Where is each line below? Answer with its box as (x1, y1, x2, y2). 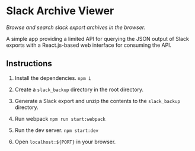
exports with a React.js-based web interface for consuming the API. (6, 41, 172, 49)
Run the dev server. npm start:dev (14, 126, 99, 134)
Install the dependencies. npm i (14, 74, 91, 81)
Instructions (6, 59, 52, 69)
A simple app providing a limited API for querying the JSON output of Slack (6, 35, 190, 42)
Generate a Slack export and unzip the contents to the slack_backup (14, 97, 181, 104)
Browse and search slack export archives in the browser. (6, 24, 146, 31)
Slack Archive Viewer (6, 4, 114, 18)
